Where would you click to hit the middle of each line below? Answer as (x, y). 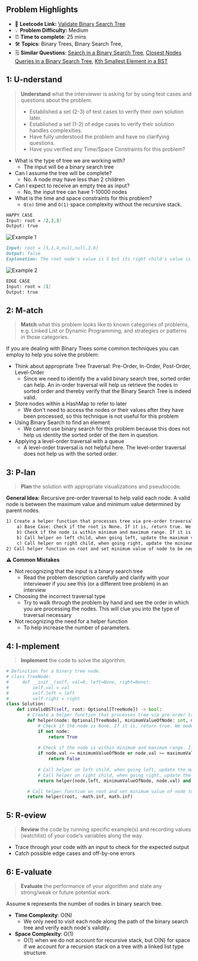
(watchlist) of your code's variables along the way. (82, 835)
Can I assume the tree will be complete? (63, 173)
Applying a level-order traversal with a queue (70, 441)
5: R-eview (27, 815)
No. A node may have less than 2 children (74, 179)
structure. (35, 952)
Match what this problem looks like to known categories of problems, (105, 325)
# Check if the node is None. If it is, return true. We (109, 726)
